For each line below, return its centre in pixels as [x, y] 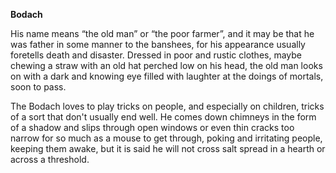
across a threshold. [50, 159]
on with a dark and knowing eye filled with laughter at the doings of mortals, [167, 76]
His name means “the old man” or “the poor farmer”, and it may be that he [162, 33]
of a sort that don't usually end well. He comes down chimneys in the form [163, 117]
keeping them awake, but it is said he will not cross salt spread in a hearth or [168, 148]
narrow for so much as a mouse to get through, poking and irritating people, [166, 138]
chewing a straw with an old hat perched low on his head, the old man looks [166, 65]
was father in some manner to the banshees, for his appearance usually [158, 44]
